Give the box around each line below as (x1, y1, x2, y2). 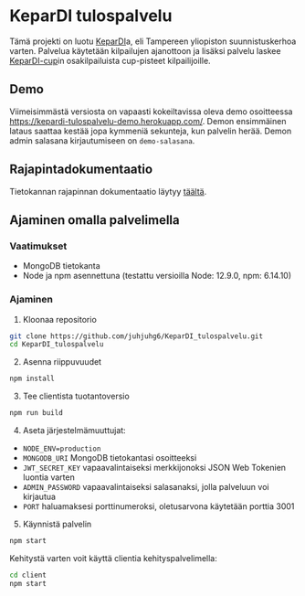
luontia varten (22, 472, 75, 483)
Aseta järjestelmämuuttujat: (22, 425, 126, 436)
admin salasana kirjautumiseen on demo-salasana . (9, 134, 195, 146)
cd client (9, 570, 47, 580)
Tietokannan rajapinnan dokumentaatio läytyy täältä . (9, 186, 207, 197)
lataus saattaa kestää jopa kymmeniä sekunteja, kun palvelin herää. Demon (9, 125, 292, 136)
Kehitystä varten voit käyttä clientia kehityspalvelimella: (9, 552, 217, 563)
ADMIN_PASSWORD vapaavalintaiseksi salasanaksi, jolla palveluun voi (22, 482, 269, 493)
